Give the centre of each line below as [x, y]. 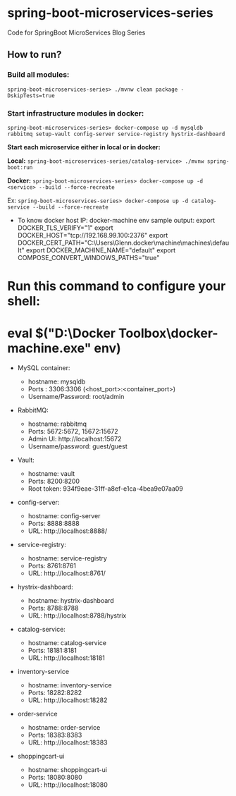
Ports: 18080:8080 [55, 778]
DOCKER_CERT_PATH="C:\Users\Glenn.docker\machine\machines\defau [123, 243]
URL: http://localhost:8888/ [68, 531]
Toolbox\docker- [168, 333]
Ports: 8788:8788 [53, 608]
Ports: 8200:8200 [54, 482]
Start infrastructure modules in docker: [76, 113]
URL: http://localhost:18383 [68, 742]
